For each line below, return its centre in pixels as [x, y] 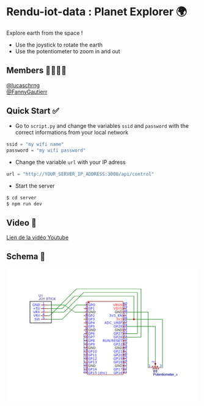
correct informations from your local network [72, 132]
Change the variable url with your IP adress [71, 162]
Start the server [35, 186]
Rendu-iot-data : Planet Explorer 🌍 [97, 12]
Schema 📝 [26, 257]
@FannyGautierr [27, 92]
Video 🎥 [21, 223]
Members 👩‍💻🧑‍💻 [37, 71]
